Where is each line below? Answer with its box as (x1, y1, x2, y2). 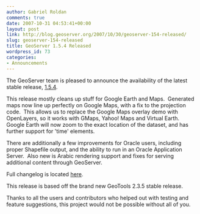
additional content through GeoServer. (6, 159, 102, 166)
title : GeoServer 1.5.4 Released (6, 43, 91, 49)
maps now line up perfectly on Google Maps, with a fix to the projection (6, 101, 186, 109)
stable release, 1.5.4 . (6, 83, 58, 90)
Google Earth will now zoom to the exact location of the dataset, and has (6, 121, 189, 128)
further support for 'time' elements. (6, 127, 95, 135)
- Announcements (6, 60, 48, 66)
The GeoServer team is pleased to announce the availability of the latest (6, 77, 188, 84)
